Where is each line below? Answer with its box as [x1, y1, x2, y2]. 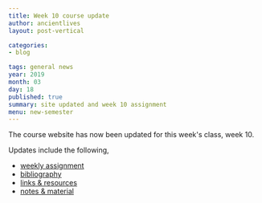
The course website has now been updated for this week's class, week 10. [8, 130, 255, 140]
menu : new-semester [8, 108, 74, 116]
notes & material [19, 186, 75, 197]
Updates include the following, [8, 145, 110, 155]
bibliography [19, 169, 62, 179]
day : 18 [8, 85, 35, 93]
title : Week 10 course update [8, 11, 110, 20]
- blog [8, 49, 31, 57]
